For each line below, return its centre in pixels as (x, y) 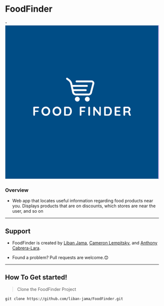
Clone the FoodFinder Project (47, 289)
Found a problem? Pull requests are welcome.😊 (60, 258)
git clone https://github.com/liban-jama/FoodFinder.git (64, 299)
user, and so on (28, 211)
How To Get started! (36, 277)
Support (18, 231)
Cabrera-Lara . (26, 248)
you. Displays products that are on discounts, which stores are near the (84, 206)
